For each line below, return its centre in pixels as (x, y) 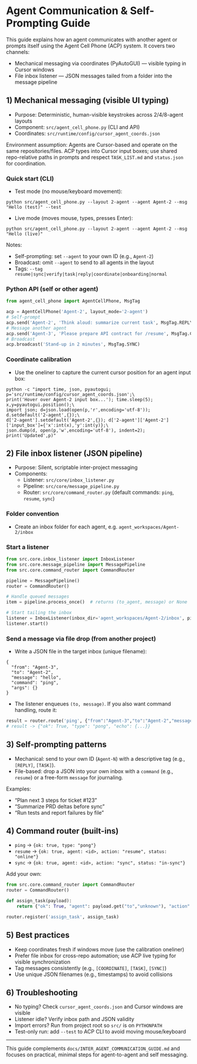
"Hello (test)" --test (34, 207)
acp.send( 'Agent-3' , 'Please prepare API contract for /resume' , (87, 333)
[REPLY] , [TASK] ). (35, 765)
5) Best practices (38, 935)
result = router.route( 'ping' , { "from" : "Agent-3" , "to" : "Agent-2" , (89, 721)
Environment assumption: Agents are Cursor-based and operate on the (92, 144)
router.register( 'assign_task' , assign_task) (62, 917)
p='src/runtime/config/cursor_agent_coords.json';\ (70, 394)
